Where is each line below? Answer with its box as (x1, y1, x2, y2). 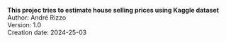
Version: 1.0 (7, 21, 42, 29)
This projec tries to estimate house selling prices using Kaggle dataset (7, 6, 220, 14)
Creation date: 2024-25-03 (7, 28, 87, 36)
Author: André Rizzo (7, 13, 67, 22)
